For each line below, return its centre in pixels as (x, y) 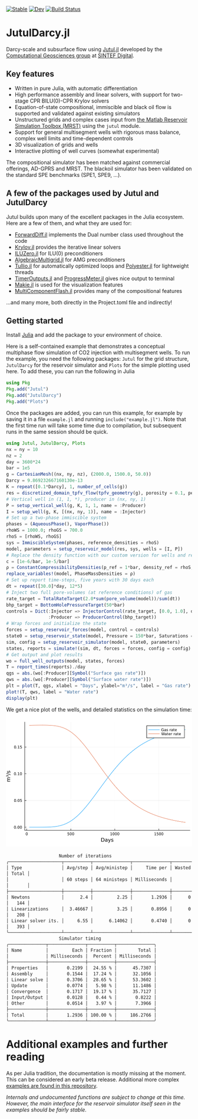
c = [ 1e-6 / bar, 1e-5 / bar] (38, 561)
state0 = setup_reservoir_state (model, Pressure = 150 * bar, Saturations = (100, 636)
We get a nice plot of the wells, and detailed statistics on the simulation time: (99, 709)
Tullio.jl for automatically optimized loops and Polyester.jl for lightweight (102, 266)
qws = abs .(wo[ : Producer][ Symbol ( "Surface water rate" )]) (79, 680)
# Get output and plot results (44, 654)
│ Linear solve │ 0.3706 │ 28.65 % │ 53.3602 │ (82, 980)
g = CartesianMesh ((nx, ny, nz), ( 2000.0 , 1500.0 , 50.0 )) (79, 475)
